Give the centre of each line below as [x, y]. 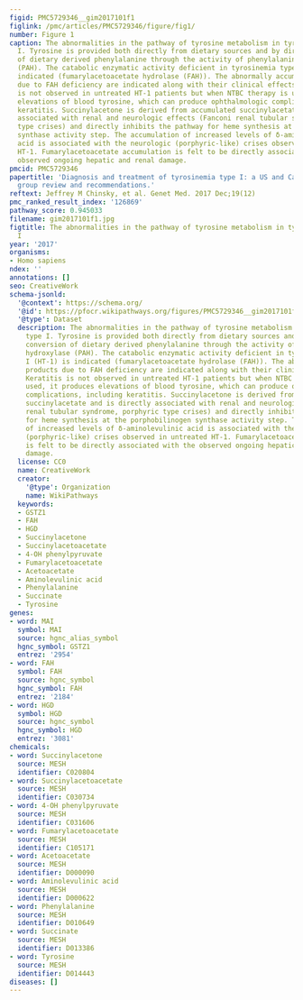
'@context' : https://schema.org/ [80, 303]
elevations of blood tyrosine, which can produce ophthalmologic [143, 101]
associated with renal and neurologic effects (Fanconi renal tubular [153, 118]
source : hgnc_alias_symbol [68, 638]
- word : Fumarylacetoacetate [64, 830]
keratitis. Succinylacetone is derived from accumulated [127, 110]
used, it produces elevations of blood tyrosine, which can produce [157, 387]
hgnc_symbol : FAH [50, 688]
